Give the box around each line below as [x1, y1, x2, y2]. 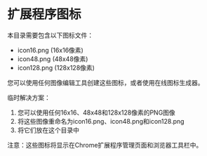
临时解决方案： [7, 93, 51, 102]
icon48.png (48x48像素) [17, 54, 88, 63]
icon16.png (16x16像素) [17, 46, 84, 54]
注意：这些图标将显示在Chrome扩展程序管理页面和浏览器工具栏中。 [7, 141, 203, 149]
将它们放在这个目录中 [17, 126, 79, 134]
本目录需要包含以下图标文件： [7, 31, 93, 39]
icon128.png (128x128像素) [17, 63, 95, 72]
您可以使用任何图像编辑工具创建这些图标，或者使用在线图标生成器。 [7, 78, 204, 86]
